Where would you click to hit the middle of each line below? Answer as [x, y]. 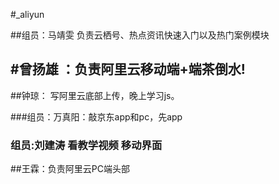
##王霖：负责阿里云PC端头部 [70, 169]
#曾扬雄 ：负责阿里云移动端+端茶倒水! [128, 69]
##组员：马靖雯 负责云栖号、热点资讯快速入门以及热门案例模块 [140, 35]
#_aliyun [27, 14]
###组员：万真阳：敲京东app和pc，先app [96, 116]
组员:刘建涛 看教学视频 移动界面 [86, 145]
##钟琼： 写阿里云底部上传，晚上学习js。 [95, 95]
